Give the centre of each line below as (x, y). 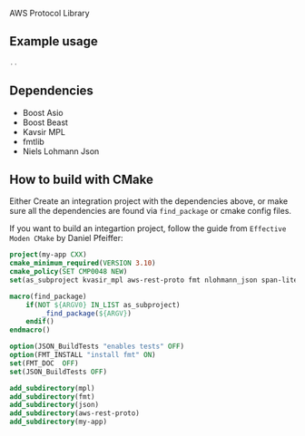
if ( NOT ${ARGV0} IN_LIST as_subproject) (103, 305)
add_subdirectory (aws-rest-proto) (75, 413)
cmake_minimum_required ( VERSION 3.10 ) (83, 263)
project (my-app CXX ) (49, 255)
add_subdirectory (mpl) (52, 388)
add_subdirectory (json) (54, 405)
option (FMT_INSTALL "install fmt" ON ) (83, 355)
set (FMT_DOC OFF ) (44, 363)
